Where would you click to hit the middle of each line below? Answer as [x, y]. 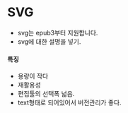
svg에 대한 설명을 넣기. [49, 41]
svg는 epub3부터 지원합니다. [58, 32]
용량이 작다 [33, 76]
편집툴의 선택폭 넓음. [46, 94]
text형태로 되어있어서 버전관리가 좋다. [69, 102]
